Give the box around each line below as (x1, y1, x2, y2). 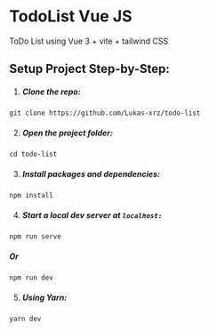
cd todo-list (9, 150, 58, 159)
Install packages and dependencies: (21, 168, 160, 179)
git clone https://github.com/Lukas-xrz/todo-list (9, 109, 201, 117)
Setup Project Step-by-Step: (9, 61, 171, 77)
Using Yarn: (21, 292, 68, 303)
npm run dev (9, 273, 53, 282)
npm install (9, 191, 53, 200)
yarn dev (9, 314, 42, 324)
